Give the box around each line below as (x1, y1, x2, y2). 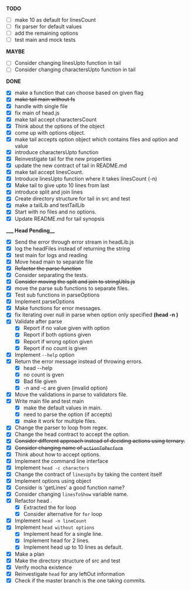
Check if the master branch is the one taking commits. (14, 576, 146, 584)
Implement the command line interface (14, 457, 109, 464)
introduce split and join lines (14, 188, 83, 196)
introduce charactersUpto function (14, 148, 99, 155)
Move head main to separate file (14, 258, 93, 265)
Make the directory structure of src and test (14, 557, 120, 564)
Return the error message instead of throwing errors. (14, 358, 143, 365)
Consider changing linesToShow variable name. (14, 491, 129, 498)
